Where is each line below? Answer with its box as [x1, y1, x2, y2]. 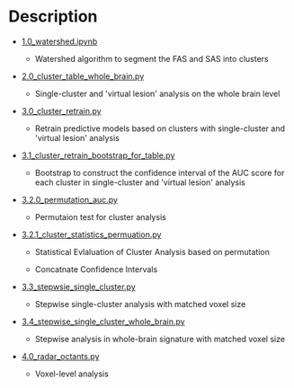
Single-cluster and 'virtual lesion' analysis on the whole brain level [34, 88, 281, 99]
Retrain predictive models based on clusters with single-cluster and [34, 123, 285, 134]
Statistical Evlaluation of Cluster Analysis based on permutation [34, 246, 271, 257]
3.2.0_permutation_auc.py [21, 194, 119, 205]
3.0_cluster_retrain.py [21, 105, 102, 116]
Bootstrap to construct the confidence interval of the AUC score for [34, 167, 285, 178]
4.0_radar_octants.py [21, 350, 100, 361]
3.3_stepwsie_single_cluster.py [21, 281, 136, 292]
